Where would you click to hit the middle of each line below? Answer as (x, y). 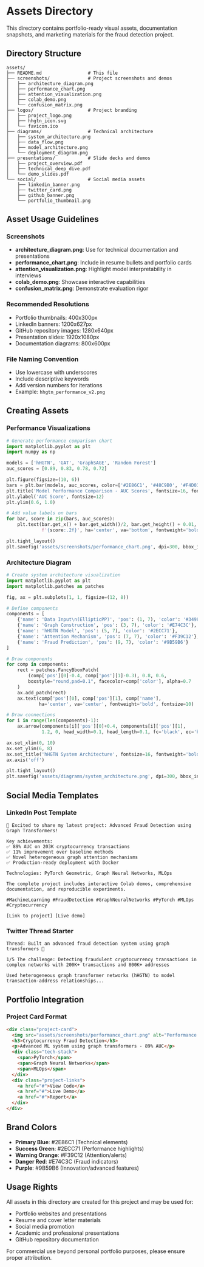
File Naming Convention (42, 359)
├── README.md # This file (62, 73)
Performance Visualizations (49, 428)
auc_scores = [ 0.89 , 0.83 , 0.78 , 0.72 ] (57, 469)
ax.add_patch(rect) (42, 692)
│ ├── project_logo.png (39, 116)
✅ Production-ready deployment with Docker (63, 862)
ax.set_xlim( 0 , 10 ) (31, 743)
